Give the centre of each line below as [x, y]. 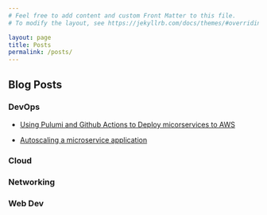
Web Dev [26, 203]
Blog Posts [35, 84]
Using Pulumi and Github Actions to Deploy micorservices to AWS [128, 124]
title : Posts [30, 45]
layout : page [30, 37]
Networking [32, 182]
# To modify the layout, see [56, 23]
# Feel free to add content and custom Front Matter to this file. [122, 16]
